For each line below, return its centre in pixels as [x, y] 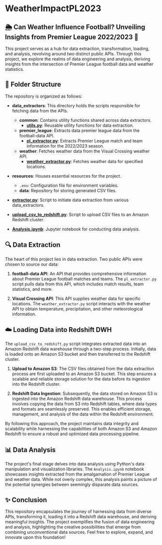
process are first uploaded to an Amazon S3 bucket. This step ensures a [84, 374]
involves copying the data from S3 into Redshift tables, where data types [84, 404]
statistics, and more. [32, 289]
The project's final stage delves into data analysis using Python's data [75, 464]
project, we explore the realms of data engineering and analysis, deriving [78, 59]
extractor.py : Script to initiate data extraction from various [70, 200]
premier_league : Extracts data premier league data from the [79, 130]
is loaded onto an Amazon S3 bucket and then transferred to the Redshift [78, 354]
